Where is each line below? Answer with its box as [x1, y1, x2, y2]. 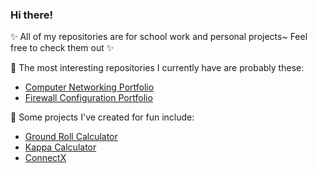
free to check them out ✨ [10, 42, 115, 54]
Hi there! [10, 8, 54, 22]
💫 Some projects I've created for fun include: [10, 111, 195, 123]
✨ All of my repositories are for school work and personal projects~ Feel [10, 31, 308, 43]
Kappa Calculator [24, 141, 97, 153]
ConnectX [24, 152, 67, 164]
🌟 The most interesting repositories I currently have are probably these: [10, 62, 305, 74]
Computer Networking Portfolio [24, 81, 155, 93]
